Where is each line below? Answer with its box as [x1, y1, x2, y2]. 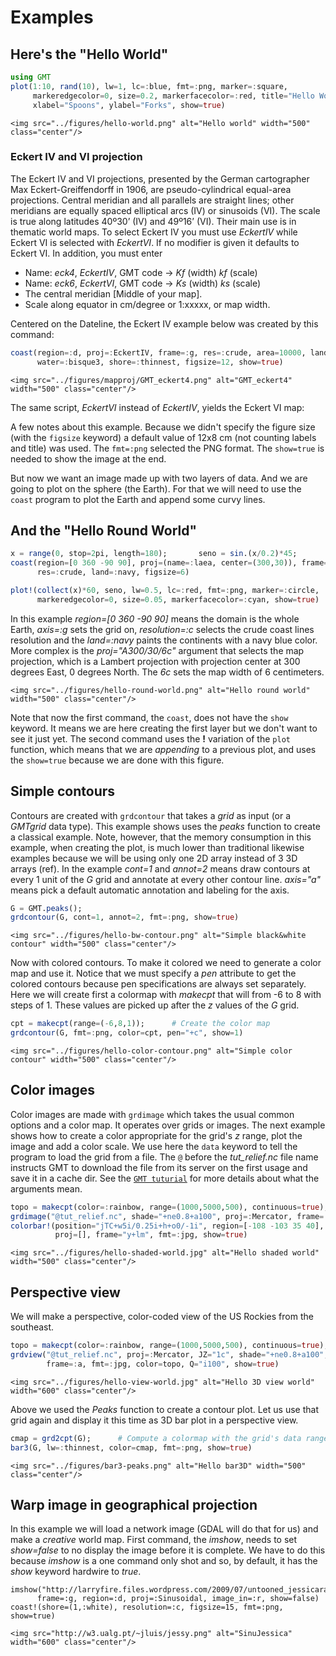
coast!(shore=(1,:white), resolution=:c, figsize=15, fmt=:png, [10, 1602, 284, 1613]
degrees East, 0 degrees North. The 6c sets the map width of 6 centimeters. [10, 666, 325, 678]
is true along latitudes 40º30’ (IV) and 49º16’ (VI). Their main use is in [10, 215, 297, 227]
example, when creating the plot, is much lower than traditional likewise [10, 841, 305, 853]
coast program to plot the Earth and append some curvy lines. [10, 493, 266, 505]
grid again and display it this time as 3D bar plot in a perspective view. [10, 1414, 299, 1426]
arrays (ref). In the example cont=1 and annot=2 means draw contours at [10, 862, 311, 875]
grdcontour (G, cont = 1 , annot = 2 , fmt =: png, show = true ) [10, 912, 240, 923]
